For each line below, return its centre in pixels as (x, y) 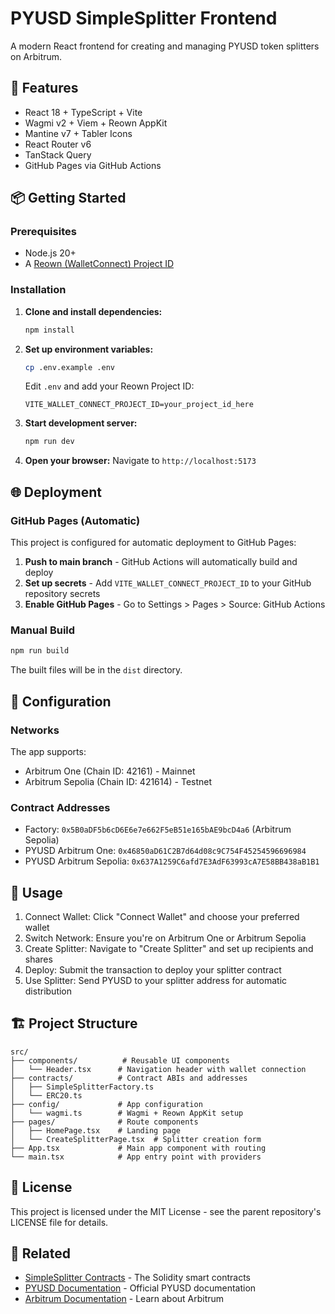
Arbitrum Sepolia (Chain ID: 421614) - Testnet (118, 781)
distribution (48, 991)
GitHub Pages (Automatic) (75, 520)
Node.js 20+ (50, 253)
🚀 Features (44, 88)
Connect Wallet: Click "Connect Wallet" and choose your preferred (162, 917)
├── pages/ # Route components (104, 1122)
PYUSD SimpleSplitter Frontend (144, 18)
